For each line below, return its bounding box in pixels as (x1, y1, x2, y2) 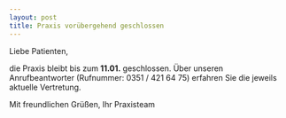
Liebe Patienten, (9, 45, 69, 56)
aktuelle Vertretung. (9, 82, 81, 92)
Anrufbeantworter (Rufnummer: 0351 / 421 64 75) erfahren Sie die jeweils (9, 72, 277, 83)
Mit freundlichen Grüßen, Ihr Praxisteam (9, 98, 156, 109)
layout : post (9, 12, 58, 22)
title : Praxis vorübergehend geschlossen (9, 21, 165, 30)
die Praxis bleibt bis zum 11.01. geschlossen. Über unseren (9, 63, 224, 74)
